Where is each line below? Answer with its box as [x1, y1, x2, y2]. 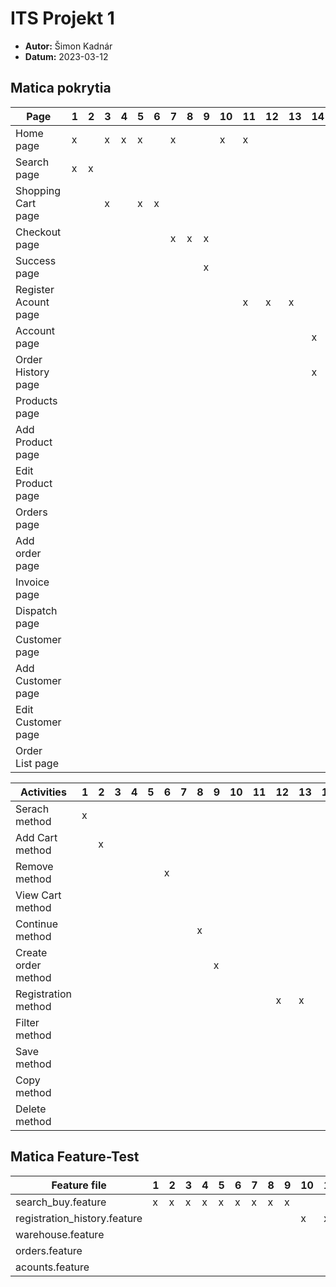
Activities [20, 785, 67, 799]
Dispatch [15, 603, 58, 617]
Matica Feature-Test [10, 1148, 140, 1166]
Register [15, 282, 55, 296]
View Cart [15, 888, 62, 902]
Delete [15, 1102, 47, 1116]
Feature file [51, 1178, 107, 1192]
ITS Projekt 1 [10, 7, 115, 30]
